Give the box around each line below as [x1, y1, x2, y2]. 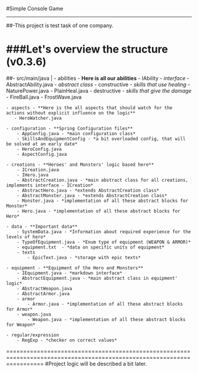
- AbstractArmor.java [16, 290, 70, 297]
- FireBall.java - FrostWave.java [6, 93, 82, 100]
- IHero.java [16, 172, 49, 178]
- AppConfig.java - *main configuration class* [16, 130, 136, 136]
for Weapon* [6, 322, 35, 328]
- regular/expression [6, 332, 60, 338]
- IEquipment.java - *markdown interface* [16, 270, 123, 276]
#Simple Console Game [6, 5, 64, 12]
